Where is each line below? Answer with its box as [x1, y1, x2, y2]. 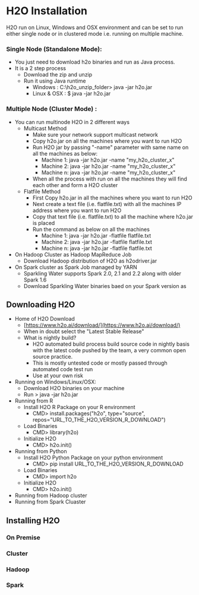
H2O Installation [6, 4, 88, 18]
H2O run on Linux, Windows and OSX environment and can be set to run [6, 24, 184, 31]
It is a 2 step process [14, 65, 67, 72]
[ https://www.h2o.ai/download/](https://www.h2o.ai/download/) [23, 322, 181, 329]
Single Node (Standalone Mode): [6, 45, 102, 53]
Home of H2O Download [14, 315, 75, 322]
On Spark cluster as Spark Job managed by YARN [14, 263, 138, 271]
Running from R [14, 397, 53, 404]
